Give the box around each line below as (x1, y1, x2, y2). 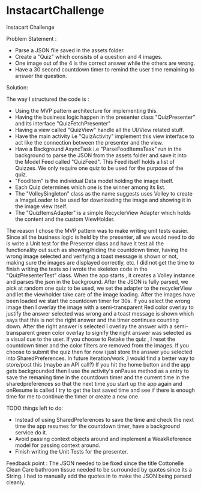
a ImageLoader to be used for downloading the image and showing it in (14, 196, 191, 203)
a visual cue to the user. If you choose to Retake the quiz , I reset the (6, 335, 176, 343)
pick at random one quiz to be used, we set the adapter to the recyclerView (6, 284, 193, 292)
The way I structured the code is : (6, 95, 89, 103)
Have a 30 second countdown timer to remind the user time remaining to (14, 65, 195, 73)
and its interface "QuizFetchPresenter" (14, 119, 111, 127)
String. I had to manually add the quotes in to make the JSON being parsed (6, 472, 191, 479)
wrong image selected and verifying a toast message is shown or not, (6, 253, 178, 260)
